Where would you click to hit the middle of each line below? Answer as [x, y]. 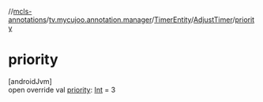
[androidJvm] [30, 81]
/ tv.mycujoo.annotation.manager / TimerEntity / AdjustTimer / [141, 20]
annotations [28, 20]
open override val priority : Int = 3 [62, 89]
